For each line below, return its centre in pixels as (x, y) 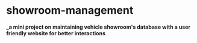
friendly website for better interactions (56, 33)
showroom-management (70, 10)
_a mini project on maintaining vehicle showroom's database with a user (98, 27)
